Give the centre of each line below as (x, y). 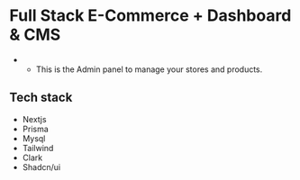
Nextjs (34, 119)
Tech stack (41, 98)
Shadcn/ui (41, 166)
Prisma (36, 129)
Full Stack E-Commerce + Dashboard (150, 16)
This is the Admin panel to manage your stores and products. (149, 69)
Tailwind (38, 148)
